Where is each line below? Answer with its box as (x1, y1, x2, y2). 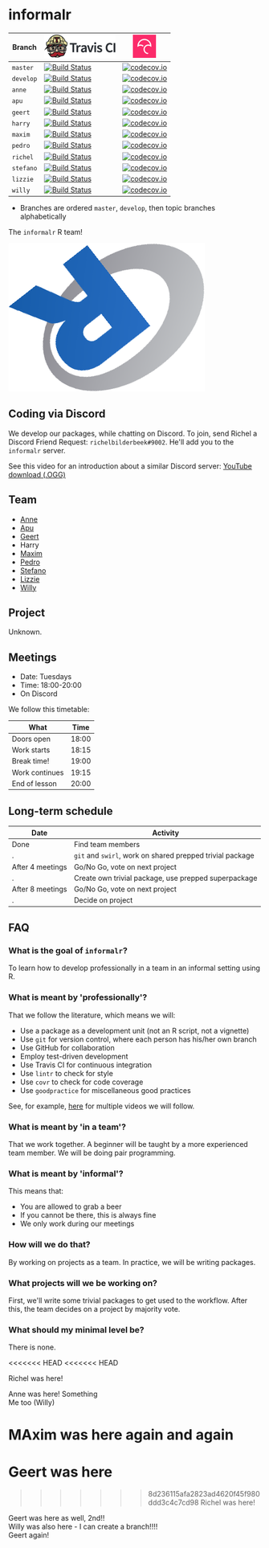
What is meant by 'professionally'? (8, 992, 148, 1003)
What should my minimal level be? (8, 1324, 145, 1335)
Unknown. (8, 627, 43, 637)
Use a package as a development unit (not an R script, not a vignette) (19, 1026, 250, 1035)
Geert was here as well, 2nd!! (8, 1513, 105, 1523)
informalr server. (8, 445, 66, 455)
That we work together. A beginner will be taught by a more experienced (8, 1140, 249, 1149)
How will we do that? (8, 1239, 91, 1251)
